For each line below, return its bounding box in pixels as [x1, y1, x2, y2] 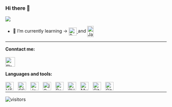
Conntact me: [5, 46, 35, 52]
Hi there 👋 [5, 5, 31, 12]
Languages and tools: [5, 71, 53, 77]
